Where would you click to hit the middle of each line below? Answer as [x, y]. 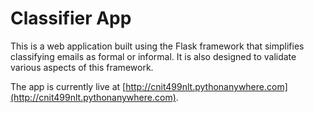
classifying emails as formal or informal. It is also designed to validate [153, 56]
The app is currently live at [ [68, 86]
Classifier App [71, 18]
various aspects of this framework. [82, 67]
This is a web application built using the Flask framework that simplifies [157, 46]
